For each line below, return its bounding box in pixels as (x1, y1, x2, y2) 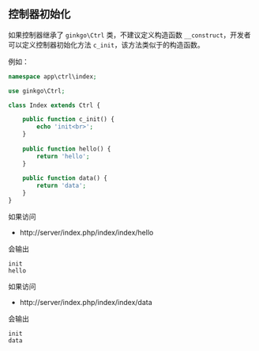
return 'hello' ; (36, 152, 90, 160)
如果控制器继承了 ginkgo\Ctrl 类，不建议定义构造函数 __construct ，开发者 (8, 30, 251, 40)
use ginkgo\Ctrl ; (8, 86, 66, 95)
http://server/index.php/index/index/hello (19, 227, 154, 237)
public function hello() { (22, 145, 111, 153)
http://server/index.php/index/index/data (19, 297, 152, 307)
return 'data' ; (36, 181, 87, 190)
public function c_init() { (22, 116, 114, 124)
